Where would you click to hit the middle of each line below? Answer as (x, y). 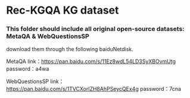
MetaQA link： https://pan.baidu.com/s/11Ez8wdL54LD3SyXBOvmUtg (91, 61)
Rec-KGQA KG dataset (63, 10)
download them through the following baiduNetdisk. (70, 49)
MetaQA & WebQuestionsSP (48, 36)
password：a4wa (28, 69)
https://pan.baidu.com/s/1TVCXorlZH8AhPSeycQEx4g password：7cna (94, 89)
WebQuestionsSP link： (35, 81)
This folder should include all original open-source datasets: (95, 29)
